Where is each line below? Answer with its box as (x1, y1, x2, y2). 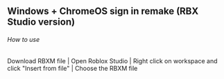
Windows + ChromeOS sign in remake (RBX (7, 5, 199, 17)
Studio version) (7, 16, 75, 28)
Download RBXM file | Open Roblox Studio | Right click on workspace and (7, 56, 218, 65)
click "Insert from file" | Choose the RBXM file (7, 64, 138, 72)
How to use (7, 35, 40, 43)
